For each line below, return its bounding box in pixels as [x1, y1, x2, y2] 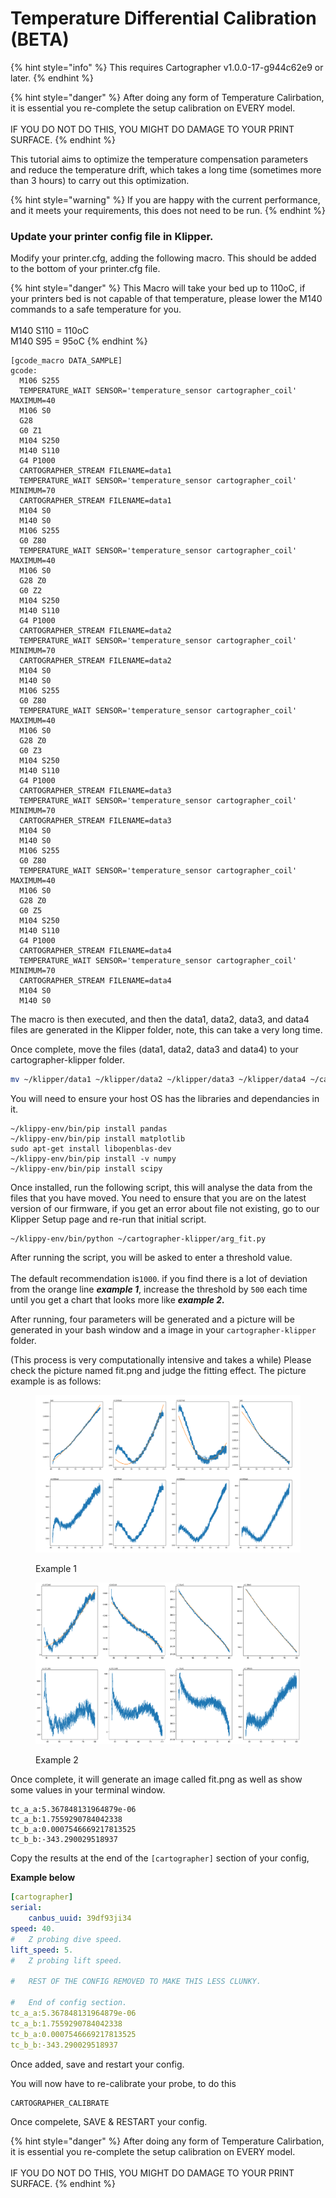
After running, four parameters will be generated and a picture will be [10, 1313, 295, 1326]
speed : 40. [10, 1924, 56, 1934]
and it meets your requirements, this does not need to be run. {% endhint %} [10, 204, 326, 216]
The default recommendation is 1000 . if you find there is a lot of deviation [10, 1273, 308, 1285]
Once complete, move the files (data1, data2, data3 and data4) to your [10, 1043, 299, 1056]
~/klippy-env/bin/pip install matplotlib [10, 1134, 186, 1144]
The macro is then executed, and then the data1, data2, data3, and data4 [10, 1013, 310, 1026]
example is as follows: [10, 1375, 102, 1387]
